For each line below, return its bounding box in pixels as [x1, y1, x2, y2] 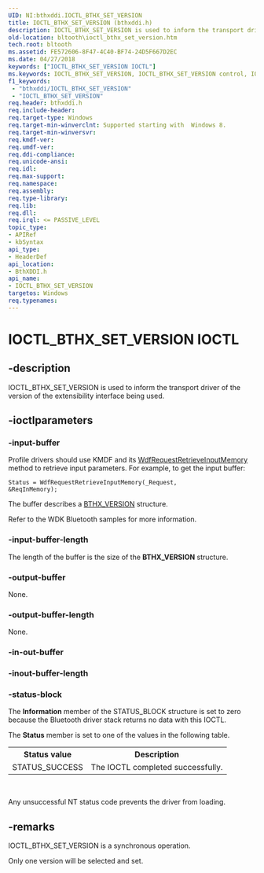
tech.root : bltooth [8, 41, 72, 49]
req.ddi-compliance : [8, 150, 76, 158]
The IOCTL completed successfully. [90, 762, 223, 773]
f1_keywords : [8, 77, 51, 85]
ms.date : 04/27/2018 [8, 56, 76, 64]
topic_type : [8, 223, 47, 232]
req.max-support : [8, 172, 65, 181]
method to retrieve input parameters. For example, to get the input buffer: [8, 463, 246, 473]
